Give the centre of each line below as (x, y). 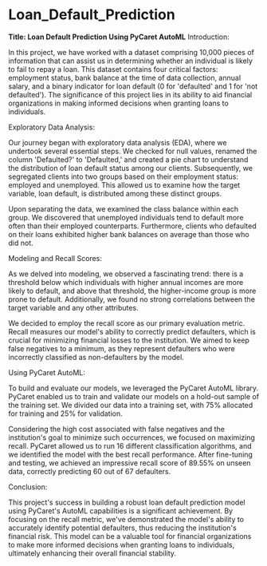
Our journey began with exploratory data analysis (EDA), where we (118, 142)
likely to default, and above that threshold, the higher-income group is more (132, 291)
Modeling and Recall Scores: (55, 258)
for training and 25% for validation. (66, 414)
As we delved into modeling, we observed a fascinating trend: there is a (126, 274)
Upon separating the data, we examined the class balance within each (124, 208)
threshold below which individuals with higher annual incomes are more (126, 282)
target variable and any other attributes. (73, 307)
